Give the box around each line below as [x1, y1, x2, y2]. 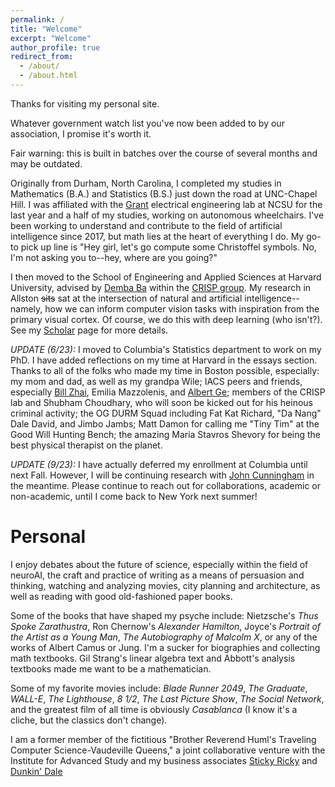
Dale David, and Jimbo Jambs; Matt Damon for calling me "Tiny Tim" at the [10, 417, 320, 430]
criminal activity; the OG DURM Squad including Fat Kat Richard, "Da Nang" [10, 407, 322, 419]
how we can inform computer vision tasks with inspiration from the [44, 302, 320, 315]
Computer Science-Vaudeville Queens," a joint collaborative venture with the [10, 744, 326, 756]
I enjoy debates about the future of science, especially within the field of [10, 558, 309, 570]
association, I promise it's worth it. [10, 127, 152, 140]
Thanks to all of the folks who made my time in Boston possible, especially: [10, 364, 320, 376]
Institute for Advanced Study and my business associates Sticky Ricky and [10, 754, 318, 766]
